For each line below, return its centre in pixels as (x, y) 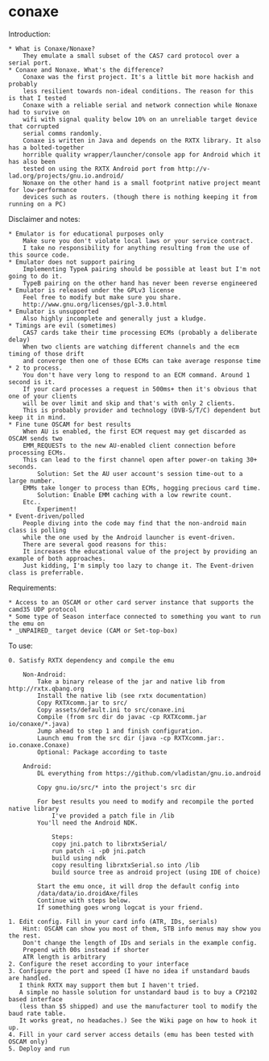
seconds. (23, 466)
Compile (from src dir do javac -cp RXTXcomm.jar (122, 716)
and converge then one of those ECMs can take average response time (142, 361)
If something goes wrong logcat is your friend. (120, 907)
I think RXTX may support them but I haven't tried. (109, 985)
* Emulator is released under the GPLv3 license (91, 290)
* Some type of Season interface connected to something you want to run (135, 616)
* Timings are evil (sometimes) (62, 325)
